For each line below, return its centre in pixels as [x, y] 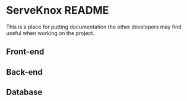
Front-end [25, 52]
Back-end [25, 72]
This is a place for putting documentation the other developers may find [94, 27]
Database [24, 92]
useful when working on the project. [50, 33]
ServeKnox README [58, 10]
